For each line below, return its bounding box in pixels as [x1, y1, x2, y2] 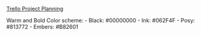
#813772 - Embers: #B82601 [6, 24, 78, 30]
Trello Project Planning [6, 5, 63, 12]
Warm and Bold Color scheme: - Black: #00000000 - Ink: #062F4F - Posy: [6, 17, 195, 24]
